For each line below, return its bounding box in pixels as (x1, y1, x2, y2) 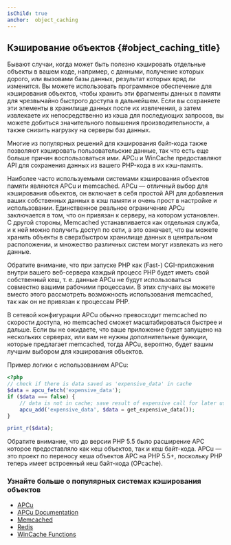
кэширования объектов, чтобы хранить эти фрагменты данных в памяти (7, 89, 221, 98)
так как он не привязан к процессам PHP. (7, 297, 131, 306)
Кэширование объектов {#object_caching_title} (7, 42, 221, 54)
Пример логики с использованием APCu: (7, 361, 129, 369)
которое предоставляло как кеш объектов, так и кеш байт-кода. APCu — (7, 445, 222, 453)
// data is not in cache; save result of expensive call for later (19, 400, 217, 407)
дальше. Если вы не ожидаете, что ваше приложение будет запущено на (7, 325, 222, 334)
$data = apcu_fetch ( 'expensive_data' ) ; (7, 387, 122, 394)
